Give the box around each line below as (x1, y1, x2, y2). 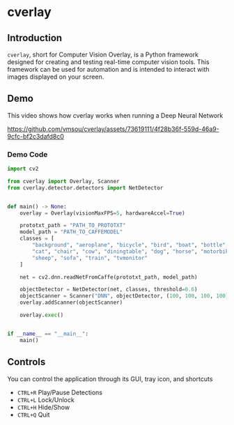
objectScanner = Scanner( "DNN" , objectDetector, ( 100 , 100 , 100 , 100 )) (19, 293, 232, 300)
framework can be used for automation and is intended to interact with (7, 65, 210, 73)
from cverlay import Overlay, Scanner (7, 178, 120, 185)
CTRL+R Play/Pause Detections (17, 388, 103, 396)
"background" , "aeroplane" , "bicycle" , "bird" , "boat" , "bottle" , (32, 242, 229, 249)
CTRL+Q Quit (17, 410, 50, 419)
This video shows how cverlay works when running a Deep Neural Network (7, 111, 224, 119)
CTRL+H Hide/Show (17, 403, 70, 411)
